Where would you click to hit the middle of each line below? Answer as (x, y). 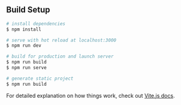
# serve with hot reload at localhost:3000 (61, 40)
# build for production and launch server (60, 56)
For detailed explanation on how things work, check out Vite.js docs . (90, 95)
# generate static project (40, 78)
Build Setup (28, 10)
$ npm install (24, 29)
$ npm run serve (26, 68)
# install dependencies (36, 23)
